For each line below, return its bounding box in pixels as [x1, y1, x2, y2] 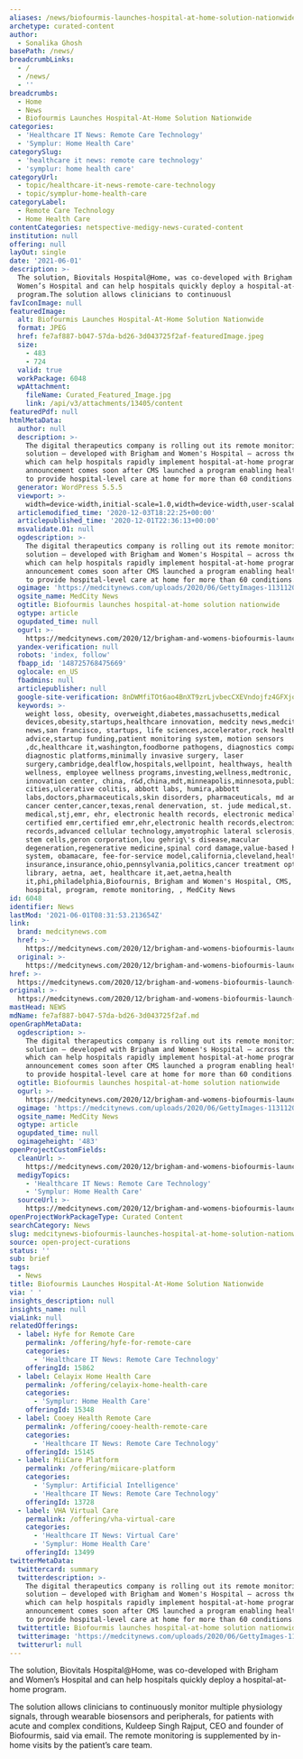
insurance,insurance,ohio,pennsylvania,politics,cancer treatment [25, 861, 280, 870]
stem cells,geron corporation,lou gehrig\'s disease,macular [25, 835, 260, 844]
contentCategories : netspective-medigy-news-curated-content [9, 223, 244, 232]
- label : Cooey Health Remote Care [17, 1414, 151, 1423]
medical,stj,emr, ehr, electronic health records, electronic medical [25, 810, 297, 819]
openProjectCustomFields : [9, 1146, 106, 1155]
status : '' [9, 1246, 50, 1255]
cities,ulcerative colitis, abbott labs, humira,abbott [25, 785, 241, 794]
